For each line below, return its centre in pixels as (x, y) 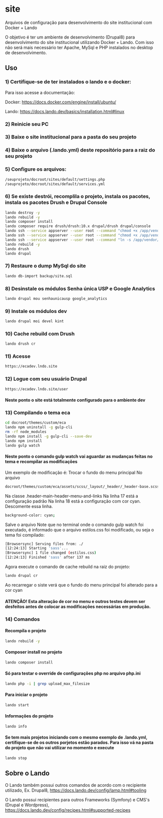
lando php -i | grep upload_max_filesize (48, 683)
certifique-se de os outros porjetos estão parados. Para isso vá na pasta (79, 742)
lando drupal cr (21, 576)
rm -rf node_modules (26, 432)
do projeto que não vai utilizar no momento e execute (60, 748)
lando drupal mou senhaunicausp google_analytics (56, 298)
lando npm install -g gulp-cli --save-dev (49, 437)
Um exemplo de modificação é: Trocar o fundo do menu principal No (74, 472)
